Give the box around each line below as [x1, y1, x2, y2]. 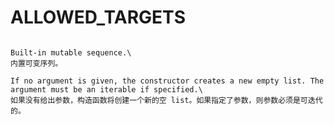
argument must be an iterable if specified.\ [10, 84, 203, 95]
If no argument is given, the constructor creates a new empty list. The [10, 76, 325, 86]
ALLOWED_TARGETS [10, 6, 186, 29]
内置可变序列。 [10, 58, 63, 68]
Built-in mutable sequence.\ [10, 47, 132, 58]
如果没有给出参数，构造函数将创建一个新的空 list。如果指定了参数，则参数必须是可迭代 [10, 95, 323, 105]
